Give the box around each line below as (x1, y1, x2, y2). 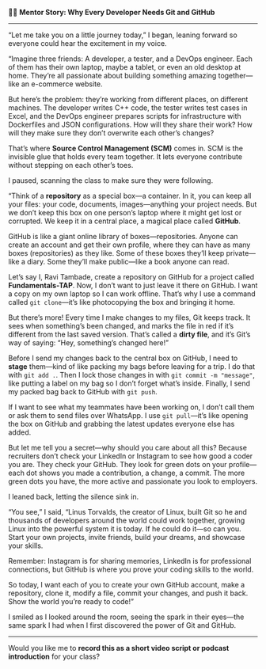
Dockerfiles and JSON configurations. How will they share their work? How (8, 120, 253, 129)
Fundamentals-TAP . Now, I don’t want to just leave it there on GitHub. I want (8, 281, 258, 290)
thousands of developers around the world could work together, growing (8, 515, 245, 525)
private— (226, 249, 256, 257)
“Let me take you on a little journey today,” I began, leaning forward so (8, 30, 237, 40)
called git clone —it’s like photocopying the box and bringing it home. (8, 298, 236, 306)
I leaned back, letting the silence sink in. (8, 492, 139, 501)
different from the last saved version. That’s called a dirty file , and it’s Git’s (8, 329, 251, 339)
